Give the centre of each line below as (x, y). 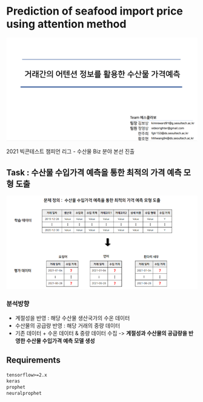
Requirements (33, 360)
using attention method (66, 24)
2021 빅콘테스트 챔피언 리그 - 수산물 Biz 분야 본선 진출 (71, 152)
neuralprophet (24, 393)
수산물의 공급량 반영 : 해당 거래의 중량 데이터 (68, 325)
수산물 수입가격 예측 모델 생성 (61, 341)
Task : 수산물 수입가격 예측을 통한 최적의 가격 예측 (94, 172)
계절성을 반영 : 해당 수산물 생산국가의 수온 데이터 (72, 318)
